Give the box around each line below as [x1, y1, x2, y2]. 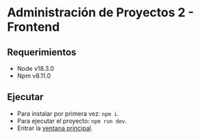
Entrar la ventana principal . [16, 124, 94, 132]
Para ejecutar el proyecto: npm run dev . [16, 117, 127, 125]
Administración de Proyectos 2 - [7, 5, 195, 20]
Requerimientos [7, 46, 76, 58]
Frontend [7, 19, 60, 35]
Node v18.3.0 [16, 65, 55, 72]
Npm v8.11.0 [16, 72, 51, 80]
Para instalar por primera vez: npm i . [16, 109, 119, 117]
